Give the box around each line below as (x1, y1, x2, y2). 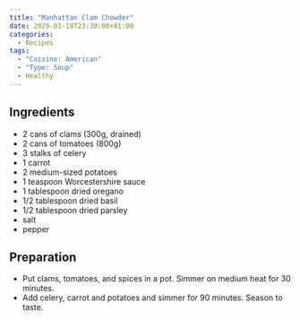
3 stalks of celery (21, 147, 87, 158)
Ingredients (9, 105, 75, 120)
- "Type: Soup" (17, 64, 74, 73)
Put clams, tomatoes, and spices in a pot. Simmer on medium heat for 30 (21, 273, 291, 284)
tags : (9, 47, 30, 56)
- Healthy (17, 72, 54, 81)
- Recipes (17, 38, 54, 48)
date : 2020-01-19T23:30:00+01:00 (9, 22, 134, 30)
